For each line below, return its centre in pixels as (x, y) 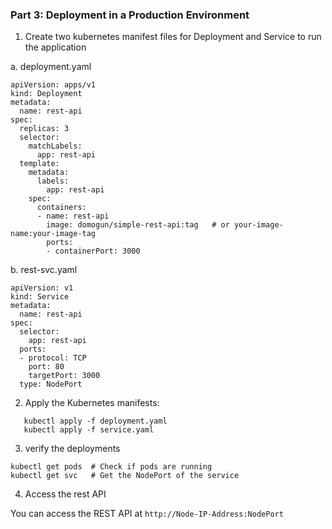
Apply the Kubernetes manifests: (92, 403)
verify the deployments (72, 449)
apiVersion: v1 (42, 288)
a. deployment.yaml (51, 67)
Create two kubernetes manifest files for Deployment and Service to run (173, 37)
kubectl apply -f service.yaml (89, 430)
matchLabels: (55, 146)
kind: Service (40, 297)
